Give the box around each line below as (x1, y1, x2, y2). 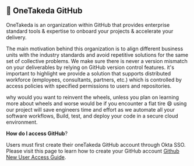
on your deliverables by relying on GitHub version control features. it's (6, 64, 175, 71)
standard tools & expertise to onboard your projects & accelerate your (6, 27, 174, 34)
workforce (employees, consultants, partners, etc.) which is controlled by (6, 76, 182, 83)
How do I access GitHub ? (6, 130, 68, 137)
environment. (6, 118, 38, 126)
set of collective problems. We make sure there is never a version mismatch (6, 57, 188, 64)
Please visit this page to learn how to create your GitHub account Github (6, 147, 179, 154)
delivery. (6, 33, 27, 41)
